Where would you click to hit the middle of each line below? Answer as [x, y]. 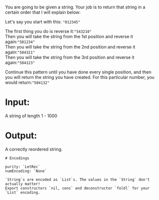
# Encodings [17, 158]
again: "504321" [20, 52]
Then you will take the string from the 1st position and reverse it [69, 37]
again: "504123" [20, 62]
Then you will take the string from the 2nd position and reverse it [70, 47]
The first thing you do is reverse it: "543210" [48, 31]
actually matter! [23, 184]
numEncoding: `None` [26, 171]
